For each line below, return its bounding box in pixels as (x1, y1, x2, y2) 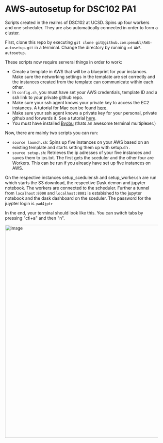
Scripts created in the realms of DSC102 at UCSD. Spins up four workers (5, 19, 149, 25)
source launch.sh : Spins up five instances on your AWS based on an (12, 139, 149, 145)
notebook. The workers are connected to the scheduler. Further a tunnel (5, 185, 149, 191)
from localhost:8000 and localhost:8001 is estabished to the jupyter (5, 190, 142, 196)
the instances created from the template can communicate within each (12, 79, 154, 85)
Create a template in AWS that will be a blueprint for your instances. (12, 68, 148, 74)
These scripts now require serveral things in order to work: (5, 59, 123, 65)
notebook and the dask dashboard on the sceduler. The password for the (5, 195, 151, 201)
